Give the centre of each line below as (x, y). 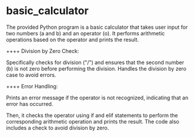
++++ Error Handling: (32, 86)
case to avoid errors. (31, 75)
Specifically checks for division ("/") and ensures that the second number (95, 62)
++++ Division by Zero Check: (43, 51)
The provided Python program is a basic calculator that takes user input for (97, 27)
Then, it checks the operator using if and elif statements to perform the (92, 115)
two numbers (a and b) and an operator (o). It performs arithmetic (86, 33)
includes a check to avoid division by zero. (58, 128)
